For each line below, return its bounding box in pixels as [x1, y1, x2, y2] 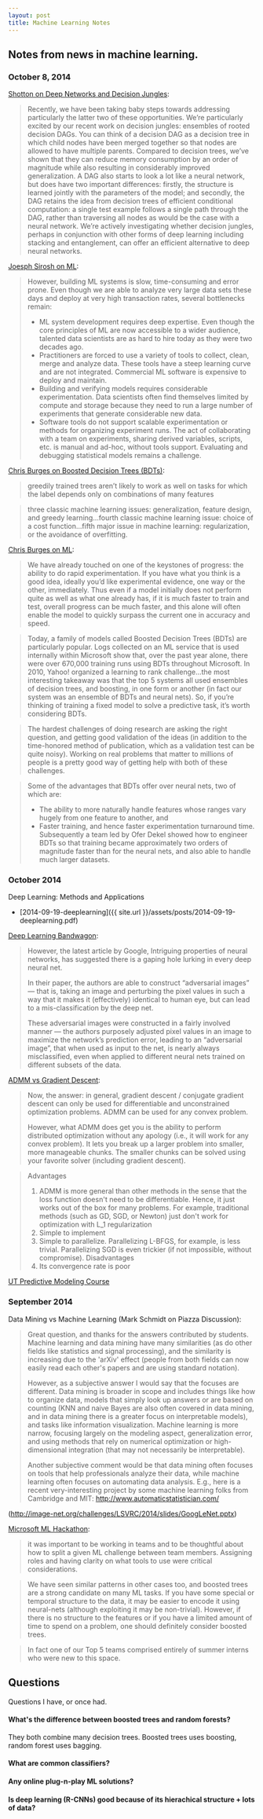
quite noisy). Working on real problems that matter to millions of [27, 750, 234, 759]
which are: [27, 790, 62, 799]
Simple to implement [38, 1228, 106, 1238]
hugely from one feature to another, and [38, 813, 169, 823]
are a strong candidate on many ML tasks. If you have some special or [27, 1588, 255, 1597]
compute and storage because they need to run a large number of [38, 401, 254, 410]
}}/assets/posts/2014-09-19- [142, 908, 236, 917]
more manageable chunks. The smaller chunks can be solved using [27, 1148, 246, 1157]
